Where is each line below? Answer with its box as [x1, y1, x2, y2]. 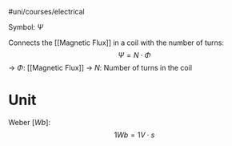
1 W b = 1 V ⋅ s [114, 130, 155, 140]
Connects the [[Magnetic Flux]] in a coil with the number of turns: [8, 38, 224, 47]
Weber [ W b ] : [8, 117, 50, 127]
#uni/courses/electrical [8, 7, 86, 16]
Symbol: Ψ [8, 22, 44, 31]
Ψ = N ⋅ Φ [118, 51, 151, 59]
